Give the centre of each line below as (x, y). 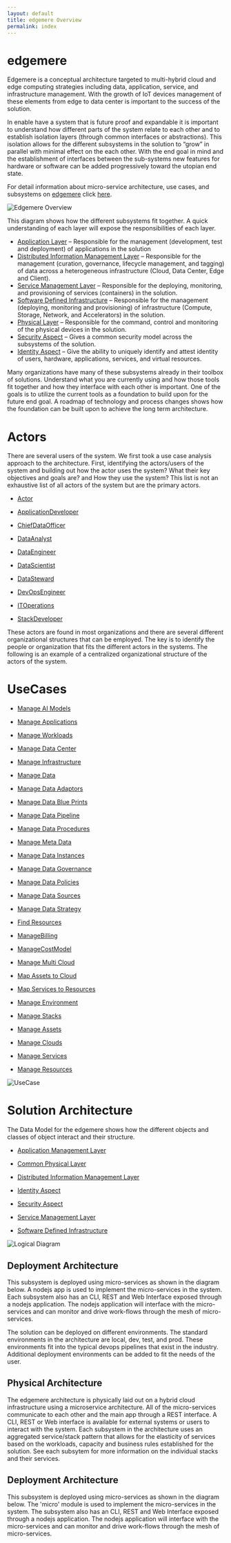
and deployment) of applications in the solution (84, 249)
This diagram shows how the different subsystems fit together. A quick (108, 221)
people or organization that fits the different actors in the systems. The (108, 647)
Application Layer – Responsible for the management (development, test (120, 241)
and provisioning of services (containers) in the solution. (97, 293)
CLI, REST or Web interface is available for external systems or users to (109, 1422)
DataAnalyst (34, 539)
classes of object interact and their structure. (71, 1137)
